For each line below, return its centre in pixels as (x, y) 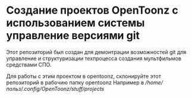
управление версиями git (73, 36)
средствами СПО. (29, 64)
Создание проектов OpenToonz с (92, 10)
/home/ (154, 82)
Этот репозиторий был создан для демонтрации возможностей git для (96, 52)
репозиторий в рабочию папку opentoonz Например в (75, 82)
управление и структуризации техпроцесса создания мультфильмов (94, 58)
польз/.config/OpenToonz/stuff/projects (55, 88)
